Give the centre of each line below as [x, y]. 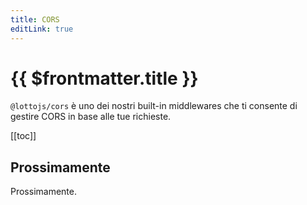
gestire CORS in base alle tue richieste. [91, 117]
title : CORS [35, 19]
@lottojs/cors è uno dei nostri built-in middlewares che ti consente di [154, 106]
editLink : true [42, 29]
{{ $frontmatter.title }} [104, 78]
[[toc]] [23, 136]
